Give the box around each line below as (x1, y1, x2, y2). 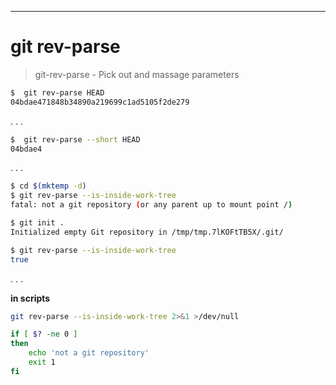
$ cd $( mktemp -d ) (10, 181, 87, 191)
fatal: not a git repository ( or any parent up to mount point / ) (10, 200, 293, 210)
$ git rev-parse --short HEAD (10, 134, 141, 145)
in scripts (10, 292, 51, 304)
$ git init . (10, 218, 65, 228)
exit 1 (28, 357, 56, 368)
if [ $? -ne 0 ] (10, 329, 78, 340)
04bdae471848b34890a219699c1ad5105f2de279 (10, 97, 190, 107)
